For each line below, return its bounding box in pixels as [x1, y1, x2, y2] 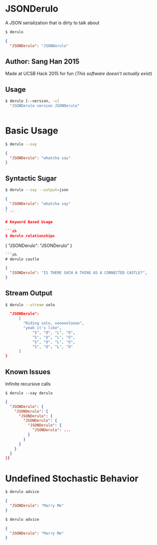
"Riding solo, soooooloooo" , [23, 321, 85, 326]
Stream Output [5, 289, 53, 297]
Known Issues [5, 368, 51, 376]
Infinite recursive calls [5, 381, 51, 387]
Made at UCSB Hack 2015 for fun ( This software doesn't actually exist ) [5, 71, 152, 77]
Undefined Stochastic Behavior [5, 472, 139, 484]
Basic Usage [5, 125, 58, 136]
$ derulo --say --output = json [5, 188, 69, 193]
